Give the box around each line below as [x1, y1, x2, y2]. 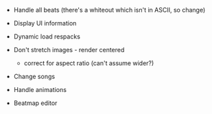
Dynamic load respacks [13, 32, 81, 41]
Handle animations [13, 86, 67, 93]
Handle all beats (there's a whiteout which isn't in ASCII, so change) [13, 6, 206, 14]
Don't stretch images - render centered [13, 46, 125, 54]
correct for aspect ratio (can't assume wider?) [23, 59, 154, 67]
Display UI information [13, 19, 77, 27]
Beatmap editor [13, 99, 58, 107]
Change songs [13, 72, 56, 80]
